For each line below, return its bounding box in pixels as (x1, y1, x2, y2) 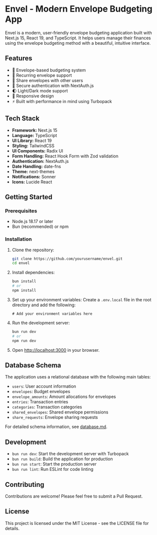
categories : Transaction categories (12, 404, 82, 410)
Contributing (5, 480, 44, 489)
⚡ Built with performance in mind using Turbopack (12, 98, 112, 104)
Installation (5, 236, 32, 242)
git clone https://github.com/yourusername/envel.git (12, 256, 123, 261)
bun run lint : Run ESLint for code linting (12, 466, 93, 472)
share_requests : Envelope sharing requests (12, 414, 98, 420)
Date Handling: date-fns (12, 163, 61, 169)
